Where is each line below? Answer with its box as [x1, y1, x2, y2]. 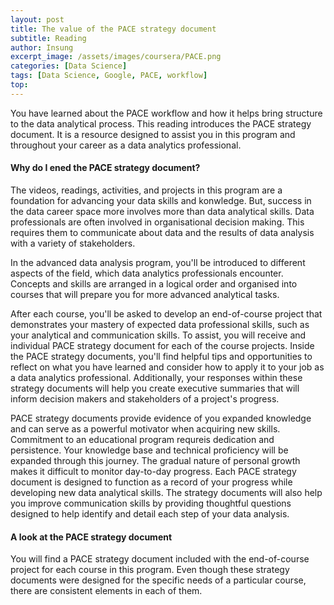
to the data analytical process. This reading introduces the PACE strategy [10, 117, 312, 130]
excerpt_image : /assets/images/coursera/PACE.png [10, 52, 222, 62]
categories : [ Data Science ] [10, 61, 128, 71]
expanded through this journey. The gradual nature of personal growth [10, 454, 301, 466]
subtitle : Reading [10, 33, 87, 43]
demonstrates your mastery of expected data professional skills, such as [10, 318, 310, 330]
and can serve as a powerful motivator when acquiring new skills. [10, 422, 281, 435]
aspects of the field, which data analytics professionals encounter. [10, 267, 284, 279]
